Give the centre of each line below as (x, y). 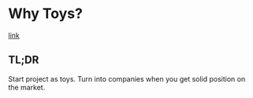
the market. (27, 87)
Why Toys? (45, 14)
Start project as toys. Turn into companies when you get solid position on (127, 78)
